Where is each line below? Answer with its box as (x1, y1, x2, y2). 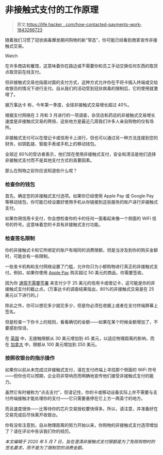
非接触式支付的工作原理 (5, 4, 99, 16)
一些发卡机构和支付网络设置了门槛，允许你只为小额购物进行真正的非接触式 (5, 264, 154, 269)
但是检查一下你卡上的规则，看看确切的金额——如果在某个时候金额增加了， (5, 319, 154, 324)
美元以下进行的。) (5, 292, 39, 298)
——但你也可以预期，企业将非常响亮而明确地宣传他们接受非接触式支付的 (5, 373, 149, 379)
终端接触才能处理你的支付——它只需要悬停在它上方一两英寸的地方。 (9, 395, 146, 401)
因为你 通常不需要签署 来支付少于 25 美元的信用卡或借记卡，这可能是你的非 (5, 280, 155, 285)
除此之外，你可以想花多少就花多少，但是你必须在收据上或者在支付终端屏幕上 (5, 303, 158, 308)
